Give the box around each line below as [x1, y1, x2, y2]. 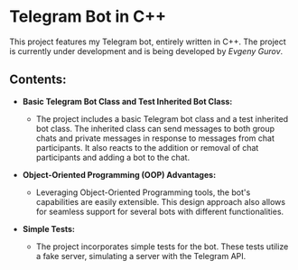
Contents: [9, 72, 67, 88]
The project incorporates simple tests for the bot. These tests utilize [35, 241, 289, 252]
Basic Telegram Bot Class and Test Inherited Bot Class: [22, 96, 233, 107]
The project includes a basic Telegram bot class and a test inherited [35, 113, 289, 124]
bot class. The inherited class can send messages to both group [35, 123, 275, 134]
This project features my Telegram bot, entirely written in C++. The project [9, 36, 286, 47]
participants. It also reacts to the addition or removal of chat [35, 142, 259, 153]
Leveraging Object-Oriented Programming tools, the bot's [35, 187, 251, 198]
